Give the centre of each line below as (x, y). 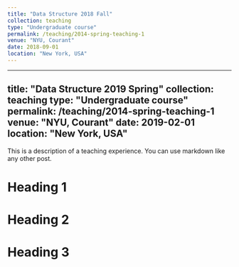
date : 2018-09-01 (33, 47)
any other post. (30, 158)
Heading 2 (38, 220)
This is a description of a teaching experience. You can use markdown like (116, 151)
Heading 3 (38, 252)
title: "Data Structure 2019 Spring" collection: (111, 89)
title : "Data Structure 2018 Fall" (60, 14)
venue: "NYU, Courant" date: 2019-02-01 (101, 123)
